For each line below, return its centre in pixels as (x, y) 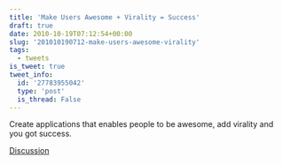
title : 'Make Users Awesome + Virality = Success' (105, 17)
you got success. (41, 134)
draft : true (31, 26)
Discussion (29, 151)
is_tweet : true (37, 67)
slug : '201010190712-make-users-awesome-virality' (105, 42)
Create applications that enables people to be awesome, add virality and (141, 124)
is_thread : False (49, 99)
